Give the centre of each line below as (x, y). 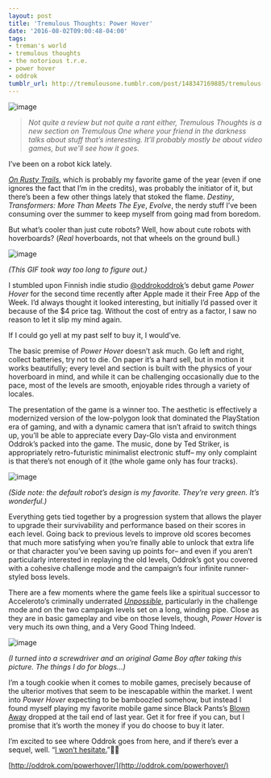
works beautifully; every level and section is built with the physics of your (130, 368)
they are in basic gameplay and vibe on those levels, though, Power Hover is (135, 618)
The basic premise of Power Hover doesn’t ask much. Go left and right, (126, 351)
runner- (236, 568)
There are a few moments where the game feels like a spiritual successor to (134, 592)
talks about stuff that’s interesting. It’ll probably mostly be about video (145, 139)
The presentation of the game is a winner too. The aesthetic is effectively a (133, 409)
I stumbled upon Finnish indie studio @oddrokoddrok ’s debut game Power (131, 285)
